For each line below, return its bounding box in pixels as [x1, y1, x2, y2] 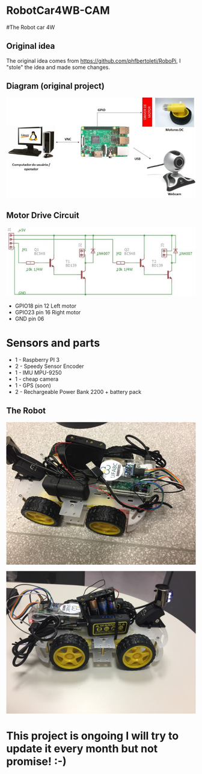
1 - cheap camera [14, 375, 59, 382]
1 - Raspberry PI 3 [14, 356, 60, 363]
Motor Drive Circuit [6, 210, 79, 220]
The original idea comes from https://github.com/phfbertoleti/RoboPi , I [6, 57, 181, 64]
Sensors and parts [6, 336, 100, 350]
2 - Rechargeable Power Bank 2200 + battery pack [14, 388, 142, 395]
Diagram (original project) [6, 81, 105, 91]
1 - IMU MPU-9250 [14, 369, 62, 376]
